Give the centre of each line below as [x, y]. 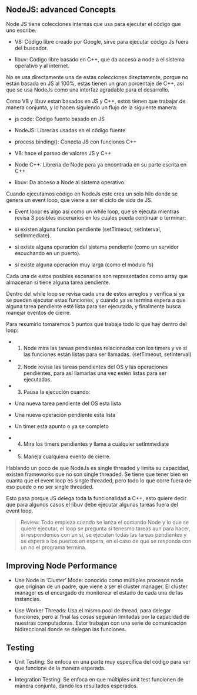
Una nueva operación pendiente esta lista [65, 415]
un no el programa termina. [54, 547]
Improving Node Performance [62, 566]
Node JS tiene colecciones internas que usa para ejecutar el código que [94, 24]
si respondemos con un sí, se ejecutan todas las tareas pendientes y [103, 534]
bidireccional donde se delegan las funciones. [70, 629]
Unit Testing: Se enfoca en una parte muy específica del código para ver [103, 662]
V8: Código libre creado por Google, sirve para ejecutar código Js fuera [102, 41]
